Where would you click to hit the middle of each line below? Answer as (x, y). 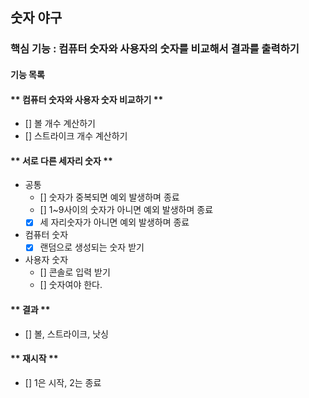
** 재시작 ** (34, 359)
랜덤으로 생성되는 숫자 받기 (92, 247)
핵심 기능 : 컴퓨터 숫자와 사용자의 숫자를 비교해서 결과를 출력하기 (155, 49)
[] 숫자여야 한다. (71, 285)
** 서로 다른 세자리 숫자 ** (61, 160)
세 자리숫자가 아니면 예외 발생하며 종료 (114, 222)
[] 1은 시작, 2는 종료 (63, 382)
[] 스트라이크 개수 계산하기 (76, 136)
